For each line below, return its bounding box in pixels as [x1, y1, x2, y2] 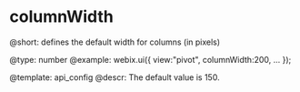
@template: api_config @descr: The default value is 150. [9, 71, 220, 83]
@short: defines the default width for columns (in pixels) [9, 36, 221, 47]
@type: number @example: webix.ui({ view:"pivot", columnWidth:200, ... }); [9, 54, 292, 65]
